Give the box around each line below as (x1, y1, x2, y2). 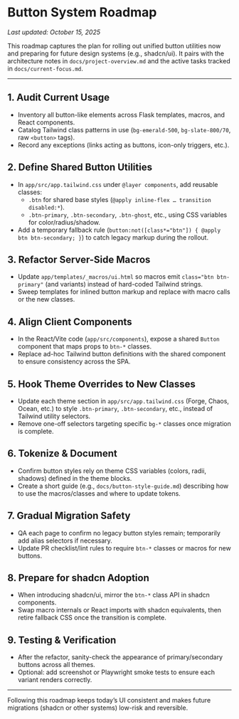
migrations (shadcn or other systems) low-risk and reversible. (7, 703, 188, 712)
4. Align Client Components (7, 316, 133, 328)
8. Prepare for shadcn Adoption (7, 572, 149, 584)
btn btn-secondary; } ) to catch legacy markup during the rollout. (17, 233, 208, 242)
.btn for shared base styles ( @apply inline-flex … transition (28, 195, 211, 203)
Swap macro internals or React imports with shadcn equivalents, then (17, 606, 222, 614)
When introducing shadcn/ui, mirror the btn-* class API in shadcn (17, 591, 210, 600)
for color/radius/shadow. (28, 218, 101, 226)
